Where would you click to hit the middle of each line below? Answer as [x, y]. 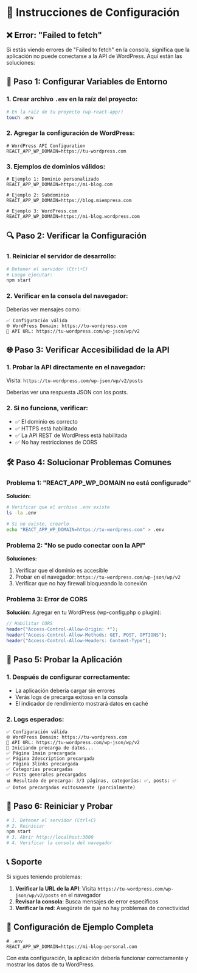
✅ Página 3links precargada [43, 764]
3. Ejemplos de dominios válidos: [56, 166]
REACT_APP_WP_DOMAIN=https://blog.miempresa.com [69, 201]
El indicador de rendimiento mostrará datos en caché [81, 703]
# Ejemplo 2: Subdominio [38, 195]
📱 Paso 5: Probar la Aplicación [64, 660]
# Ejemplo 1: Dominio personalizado [53, 179]
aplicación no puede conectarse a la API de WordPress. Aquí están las [94, 56]
